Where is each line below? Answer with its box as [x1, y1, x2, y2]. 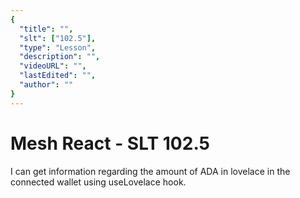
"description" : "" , [19, 52, 101, 62]
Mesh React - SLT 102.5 [10, 132, 210, 155]
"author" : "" [19, 80, 74, 90]
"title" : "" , [19, 24, 74, 34]
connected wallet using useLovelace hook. [10, 176, 187, 188]
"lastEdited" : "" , [19, 71, 97, 81]
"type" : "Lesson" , [19, 42, 97, 53]
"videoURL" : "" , [19, 61, 87, 71]
